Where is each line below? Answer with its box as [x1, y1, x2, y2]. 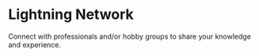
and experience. [8, 39, 62, 49]
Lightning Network [8, 6, 135, 24]
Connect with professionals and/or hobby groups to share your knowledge [8, 32, 252, 41]
